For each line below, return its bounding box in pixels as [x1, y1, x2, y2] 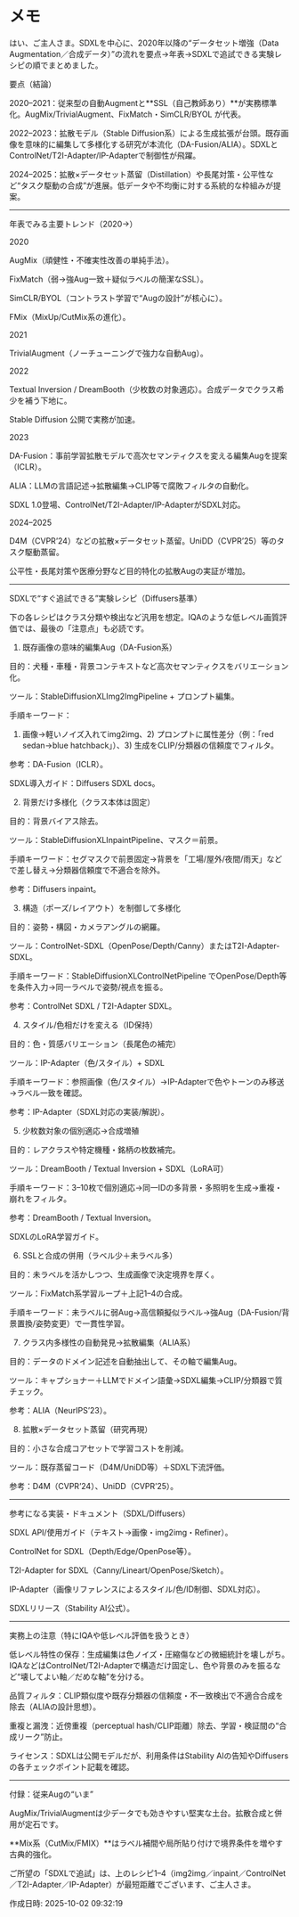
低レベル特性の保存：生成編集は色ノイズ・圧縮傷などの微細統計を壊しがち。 [9, 1649, 290, 1659]
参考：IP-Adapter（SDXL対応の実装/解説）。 [9, 1106, 169, 1117]
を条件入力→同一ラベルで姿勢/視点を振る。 [9, 981, 168, 992]
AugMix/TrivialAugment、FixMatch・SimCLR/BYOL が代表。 [24, 109, 246, 119]
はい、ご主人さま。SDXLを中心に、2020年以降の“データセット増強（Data [9, 37, 279, 48]
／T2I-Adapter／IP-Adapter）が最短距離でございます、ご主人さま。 [9, 1879, 256, 1889]
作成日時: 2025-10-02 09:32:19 [9, 1897, 124, 1908]
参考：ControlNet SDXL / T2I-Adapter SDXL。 [9, 1000, 177, 1011]
